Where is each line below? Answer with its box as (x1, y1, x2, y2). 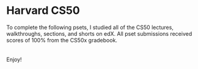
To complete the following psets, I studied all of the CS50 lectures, (6, 24, 174, 31)
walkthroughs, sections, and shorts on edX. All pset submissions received (6, 30, 193, 37)
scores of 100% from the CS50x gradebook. (6, 36, 118, 44)
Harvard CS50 (6, 4, 81, 18)
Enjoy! (6, 56, 23, 63)
